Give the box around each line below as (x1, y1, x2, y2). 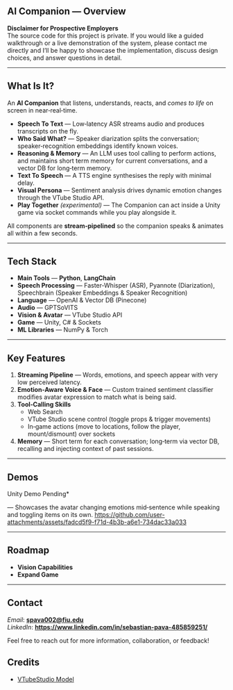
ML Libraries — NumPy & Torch (17, 326, 109, 334)
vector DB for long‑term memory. (17, 163, 112, 172)
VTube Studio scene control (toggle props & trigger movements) (27, 415, 212, 423)
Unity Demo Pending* (7, 490, 69, 498)
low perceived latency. (17, 378, 82, 386)
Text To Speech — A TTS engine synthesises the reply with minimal (17, 171, 212, 179)
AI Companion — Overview (7, 6, 126, 17)
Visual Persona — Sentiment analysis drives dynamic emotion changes (17, 186, 222, 194)
